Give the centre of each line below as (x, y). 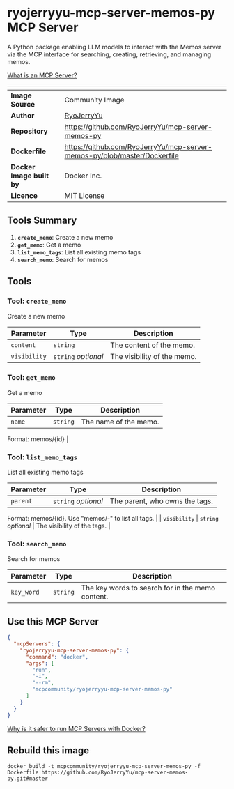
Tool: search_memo (37, 544)
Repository (29, 131)
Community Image (94, 100)
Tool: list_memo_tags (42, 457)
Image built (30, 176)
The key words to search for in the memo (148, 588)
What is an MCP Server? (42, 75)
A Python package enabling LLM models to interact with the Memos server (114, 47)
